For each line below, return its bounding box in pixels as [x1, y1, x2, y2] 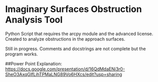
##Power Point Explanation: [5, 60, 62, 66]
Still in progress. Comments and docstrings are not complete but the [5, 45, 146, 51]
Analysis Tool [5, 14, 63, 25]
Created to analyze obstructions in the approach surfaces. [5, 36, 125, 42]
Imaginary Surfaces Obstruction [5, 3, 142, 15]
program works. [5, 51, 38, 57]
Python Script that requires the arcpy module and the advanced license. [5, 30, 153, 36]
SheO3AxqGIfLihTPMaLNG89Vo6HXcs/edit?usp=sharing [5, 71, 122, 77]
